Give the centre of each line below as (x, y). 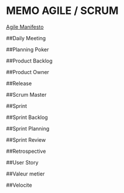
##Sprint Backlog (27, 117)
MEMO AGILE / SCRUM (62, 11)
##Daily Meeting (26, 38)
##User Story (23, 162)
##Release (19, 83)
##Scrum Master (26, 94)
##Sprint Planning (28, 128)
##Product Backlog (29, 61)
